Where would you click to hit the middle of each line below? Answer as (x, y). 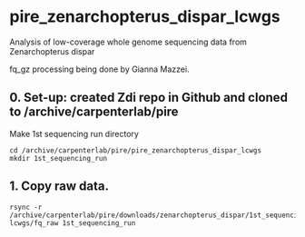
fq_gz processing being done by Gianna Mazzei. (99, 69)
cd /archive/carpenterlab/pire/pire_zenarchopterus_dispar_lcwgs (135, 150)
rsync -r (26, 207)
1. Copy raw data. (59, 187)
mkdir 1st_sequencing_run (58, 158)
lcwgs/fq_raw (34, 223)
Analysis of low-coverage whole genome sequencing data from (128, 42)
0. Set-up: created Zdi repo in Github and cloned (149, 98)
